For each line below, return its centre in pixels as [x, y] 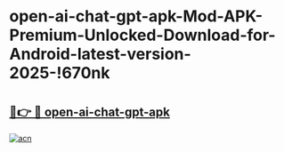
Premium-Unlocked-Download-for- [142, 35]
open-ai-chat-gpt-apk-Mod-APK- [136, 16]
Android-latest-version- [100, 54]
